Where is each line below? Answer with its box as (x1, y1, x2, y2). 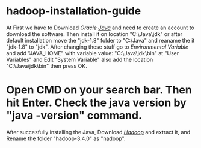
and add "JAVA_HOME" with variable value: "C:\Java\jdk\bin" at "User (6, 49, 179, 56)
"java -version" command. (6, 109, 143, 122)
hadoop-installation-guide (6, 4, 141, 18)
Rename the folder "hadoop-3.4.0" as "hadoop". (6, 135, 126, 142)
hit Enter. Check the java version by (6, 96, 187, 110)
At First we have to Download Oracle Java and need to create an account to (6, 24, 194, 31)
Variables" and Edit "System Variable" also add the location (6, 56, 153, 63)
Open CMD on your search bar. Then (6, 83, 193, 97)
